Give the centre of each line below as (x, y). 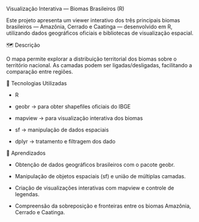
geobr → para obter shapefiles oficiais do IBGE (73, 106)
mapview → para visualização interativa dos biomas (79, 118)
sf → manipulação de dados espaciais (62, 130)
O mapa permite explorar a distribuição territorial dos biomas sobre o (91, 59)
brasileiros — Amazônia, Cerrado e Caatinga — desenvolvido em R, (89, 27)
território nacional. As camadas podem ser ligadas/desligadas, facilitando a (99, 65)
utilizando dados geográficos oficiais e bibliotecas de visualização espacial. (100, 33)
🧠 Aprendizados (26, 153)
